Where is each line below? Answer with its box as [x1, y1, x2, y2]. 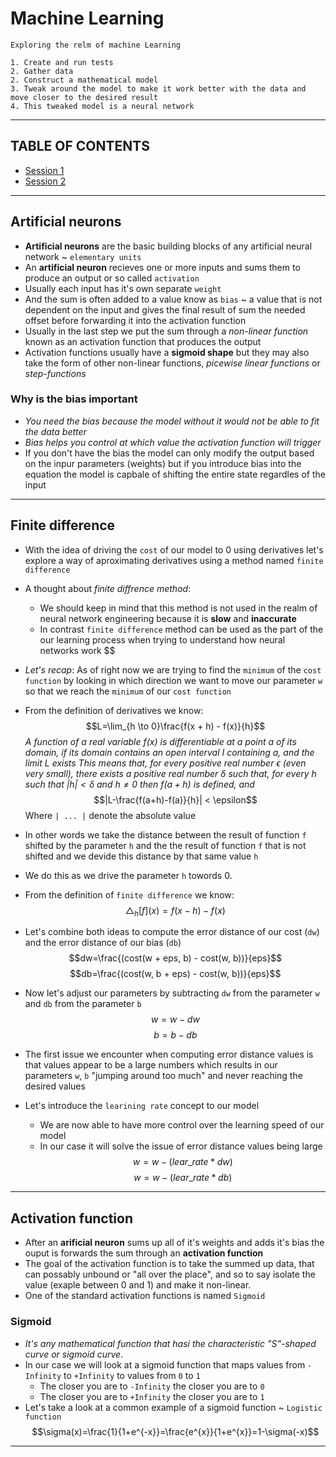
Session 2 [24, 175, 67, 187]
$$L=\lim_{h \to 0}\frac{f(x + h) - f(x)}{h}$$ [85, 720, 266, 732]
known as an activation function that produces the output [24, 335, 262, 347]
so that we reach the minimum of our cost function [24, 685, 232, 697]
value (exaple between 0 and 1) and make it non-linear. [24, 1279, 252, 1291]
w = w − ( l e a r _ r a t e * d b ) [133, 1172, 233, 1184]
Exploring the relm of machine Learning [10, 40, 182, 50]
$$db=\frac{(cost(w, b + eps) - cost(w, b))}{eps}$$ [69, 968, 282, 980]
